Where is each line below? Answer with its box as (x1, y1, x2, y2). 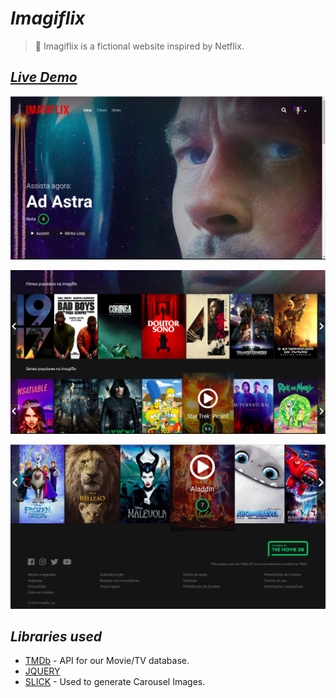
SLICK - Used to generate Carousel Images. (24, 676, 206, 688)
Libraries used (10, 628, 103, 645)
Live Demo (10, 69, 78, 86)
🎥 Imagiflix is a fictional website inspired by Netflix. (34, 40, 245, 52)
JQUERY (24, 665, 61, 677)
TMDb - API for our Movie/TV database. (24, 655, 190, 667)
